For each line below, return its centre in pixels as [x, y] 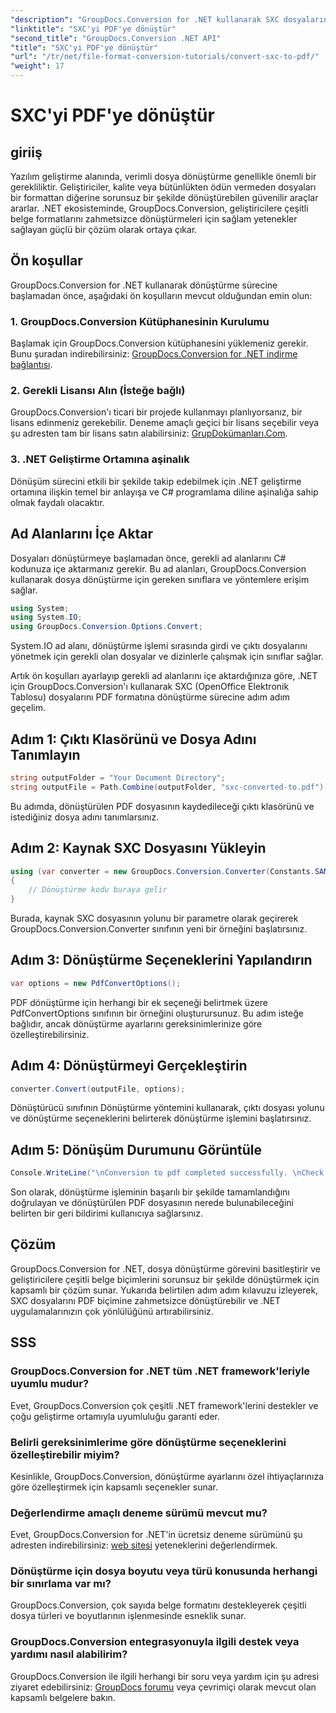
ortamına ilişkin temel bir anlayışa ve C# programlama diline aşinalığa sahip [164, 492]
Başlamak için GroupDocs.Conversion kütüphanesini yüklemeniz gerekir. [159, 343]
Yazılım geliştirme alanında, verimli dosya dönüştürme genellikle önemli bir [163, 176]
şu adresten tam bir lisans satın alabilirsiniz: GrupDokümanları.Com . [149, 433]
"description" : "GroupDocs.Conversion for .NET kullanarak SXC [145, 19]
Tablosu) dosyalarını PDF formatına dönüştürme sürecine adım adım [150, 697]
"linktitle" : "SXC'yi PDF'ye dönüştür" [93, 29]
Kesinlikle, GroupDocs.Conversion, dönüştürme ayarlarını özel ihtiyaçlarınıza [167, 1476]
